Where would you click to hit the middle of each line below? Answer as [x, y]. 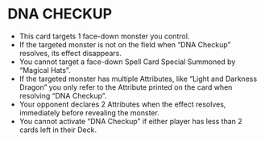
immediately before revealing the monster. [89, 112]
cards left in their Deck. [58, 130]
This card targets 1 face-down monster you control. [104, 36]
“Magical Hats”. [45, 70]
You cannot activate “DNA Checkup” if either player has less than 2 [130, 121]
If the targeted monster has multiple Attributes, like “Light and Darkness [138, 79]
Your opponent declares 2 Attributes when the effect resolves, [122, 104]
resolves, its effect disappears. [70, 53]
